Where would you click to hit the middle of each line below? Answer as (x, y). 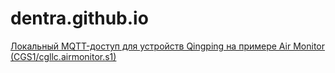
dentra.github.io (79, 18)
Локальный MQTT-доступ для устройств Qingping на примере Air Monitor (168, 46)
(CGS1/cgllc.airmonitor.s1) (63, 56)
